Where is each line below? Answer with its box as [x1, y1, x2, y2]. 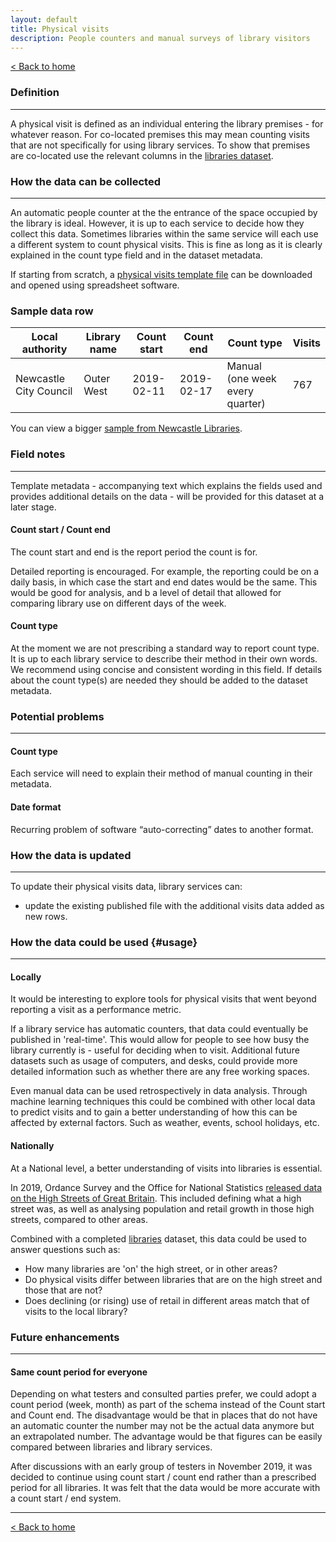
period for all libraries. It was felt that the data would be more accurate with [10, 1482, 321, 1494]
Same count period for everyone [10, 1366, 148, 1378]
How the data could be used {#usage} [10, 935, 198, 949]
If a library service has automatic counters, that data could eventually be [10, 1023, 309, 1035]
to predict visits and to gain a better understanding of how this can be [10, 1106, 298, 1118]
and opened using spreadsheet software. [10, 279, 180, 291]
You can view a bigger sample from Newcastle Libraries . [10, 422, 243, 435]
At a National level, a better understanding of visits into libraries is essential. [10, 1162, 323, 1174]
